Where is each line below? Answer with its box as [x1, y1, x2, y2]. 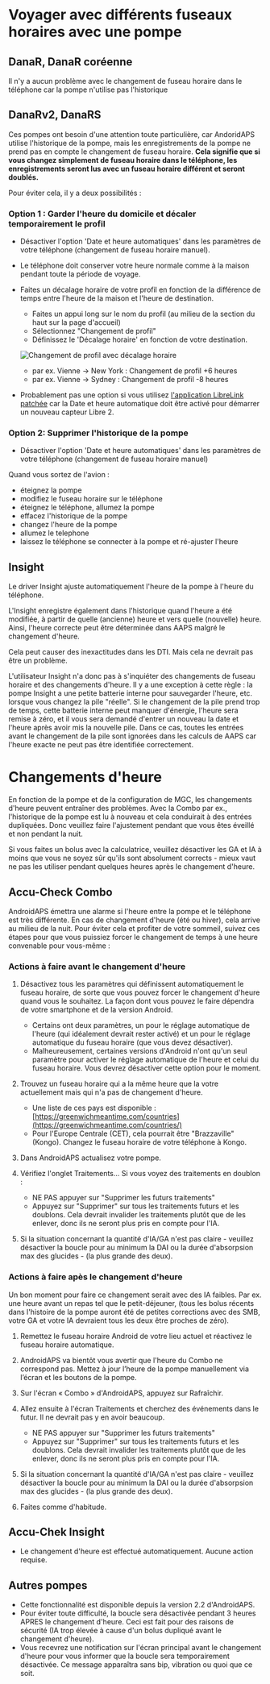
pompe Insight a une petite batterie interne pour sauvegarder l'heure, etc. [8, 688, 252, 698]
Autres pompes [8, 1578, 88, 1592]
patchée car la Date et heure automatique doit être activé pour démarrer [19, 399, 260, 409]
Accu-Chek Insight [8, 1525, 105, 1539]
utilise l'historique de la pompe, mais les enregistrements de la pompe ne [8, 138, 251, 148]
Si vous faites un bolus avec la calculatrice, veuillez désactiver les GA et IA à [8, 845, 262, 854]
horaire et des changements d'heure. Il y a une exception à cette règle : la [8, 680, 253, 690]
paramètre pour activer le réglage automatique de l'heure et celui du [31, 1054, 260, 1065]
